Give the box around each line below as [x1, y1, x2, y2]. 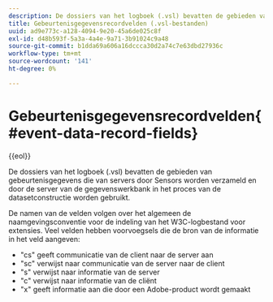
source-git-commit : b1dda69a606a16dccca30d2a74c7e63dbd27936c [8, 42, 223, 50]
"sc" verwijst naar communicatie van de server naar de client [19, 258, 225, 268]
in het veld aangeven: [8, 234, 80, 244]
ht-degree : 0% [8, 65, 57, 73]
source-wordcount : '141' [8, 58, 93, 66]
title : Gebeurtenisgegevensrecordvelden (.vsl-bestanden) [8, 19, 209, 28]
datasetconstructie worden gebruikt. [8, 192, 131, 202]
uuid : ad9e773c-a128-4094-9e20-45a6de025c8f [8, 27, 162, 35]
